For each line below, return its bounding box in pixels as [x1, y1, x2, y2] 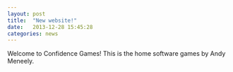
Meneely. [7, 57, 35, 66]
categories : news [7, 30, 59, 37]
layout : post [7, 10, 46, 18]
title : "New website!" [7, 17, 78, 24]
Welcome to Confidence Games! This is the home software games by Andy [7, 49, 226, 58]
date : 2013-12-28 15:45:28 [7, 23, 93, 30]
